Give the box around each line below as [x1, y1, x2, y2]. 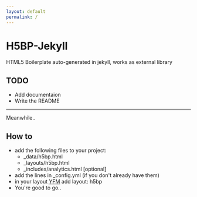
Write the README [14, 97, 60, 104]
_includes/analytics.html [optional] [23, 165, 107, 173]
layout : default [6, 8, 46, 15]
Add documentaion [14, 91, 62, 98]
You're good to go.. [14, 184, 62, 191]
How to [6, 131, 33, 141]
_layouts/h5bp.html [23, 159, 70, 167]
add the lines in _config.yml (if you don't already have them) [14, 172, 160, 179]
